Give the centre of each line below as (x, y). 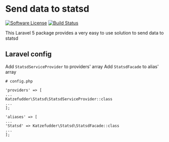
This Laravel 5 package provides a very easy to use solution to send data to (84, 33)
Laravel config (29, 54)
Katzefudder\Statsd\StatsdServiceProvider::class (59, 99)
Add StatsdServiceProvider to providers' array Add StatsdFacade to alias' (82, 66)
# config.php (19, 81)
